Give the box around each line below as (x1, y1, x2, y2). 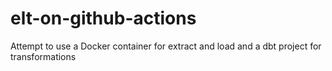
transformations (10, 50, 77, 62)
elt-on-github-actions (10, 7, 197, 30)
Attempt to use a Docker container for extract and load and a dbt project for (10, 40, 322, 52)
